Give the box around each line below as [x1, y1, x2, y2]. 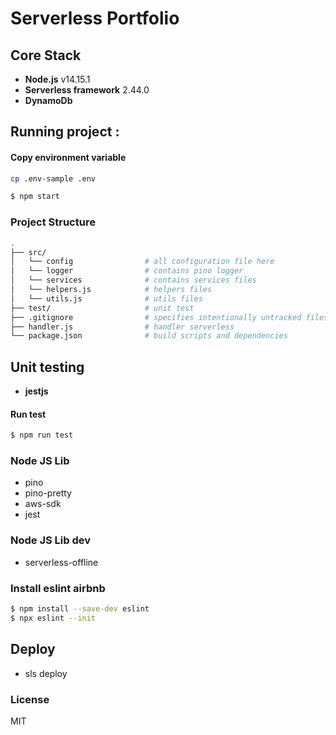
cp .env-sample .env [10, 173, 97, 184]
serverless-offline [24, 556, 99, 568]
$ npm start [10, 192, 60, 202]
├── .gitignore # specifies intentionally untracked [10, 312, 302, 322]
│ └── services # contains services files [10, 275, 257, 286]
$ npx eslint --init [10, 613, 97, 623]
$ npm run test [10, 430, 74, 441]
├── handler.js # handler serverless [10, 322, 235, 332]
